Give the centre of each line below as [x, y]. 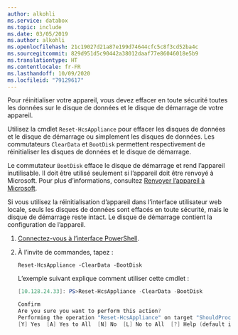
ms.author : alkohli [36, 41]
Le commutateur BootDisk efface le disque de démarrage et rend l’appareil [116, 166]
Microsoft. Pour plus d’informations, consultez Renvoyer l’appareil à [106, 181]
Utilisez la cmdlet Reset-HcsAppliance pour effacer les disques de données [117, 129]
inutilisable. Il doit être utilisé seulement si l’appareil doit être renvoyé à [111, 173]
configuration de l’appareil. [47, 225]
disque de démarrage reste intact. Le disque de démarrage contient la [110, 217]
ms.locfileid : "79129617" [45, 80]
